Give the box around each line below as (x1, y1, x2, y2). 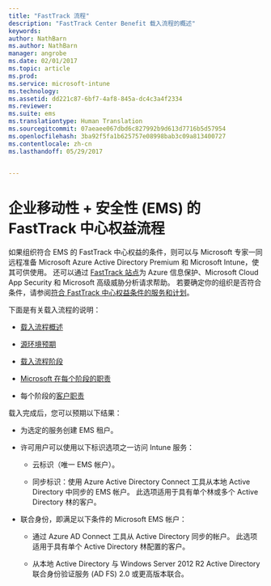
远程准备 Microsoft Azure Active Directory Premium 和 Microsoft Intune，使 (8, 257, 260, 267)
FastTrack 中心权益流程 (8, 219, 165, 237)
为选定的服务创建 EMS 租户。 (19, 426, 118, 435)
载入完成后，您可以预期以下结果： (8, 408, 122, 418)
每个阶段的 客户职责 (19, 391, 85, 401)
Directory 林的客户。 (32, 497, 101, 507)
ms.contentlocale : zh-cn (8, 139, 92, 148)
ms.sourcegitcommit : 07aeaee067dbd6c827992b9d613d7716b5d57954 (8, 125, 227, 133)
